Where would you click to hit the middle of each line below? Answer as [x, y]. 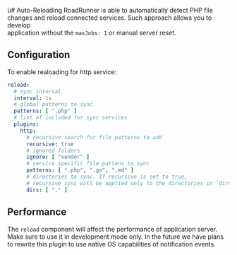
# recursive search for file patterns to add [94, 137]
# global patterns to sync [53, 105]
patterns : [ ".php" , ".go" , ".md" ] [80, 170]
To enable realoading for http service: [62, 72]
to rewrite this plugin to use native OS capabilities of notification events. [112, 244]
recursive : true [50, 144]
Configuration [39, 55]
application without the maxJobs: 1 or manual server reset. [92, 32]
